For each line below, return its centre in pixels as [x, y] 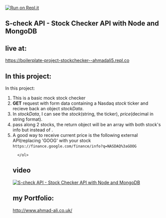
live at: [16, 48]
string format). [27, 119]
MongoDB [21, 31]
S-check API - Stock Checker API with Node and [82, 23]
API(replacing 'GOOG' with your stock [52, 141]
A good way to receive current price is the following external [75, 135]
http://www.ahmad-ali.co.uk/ [42, 210]
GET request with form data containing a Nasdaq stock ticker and [80, 103]
